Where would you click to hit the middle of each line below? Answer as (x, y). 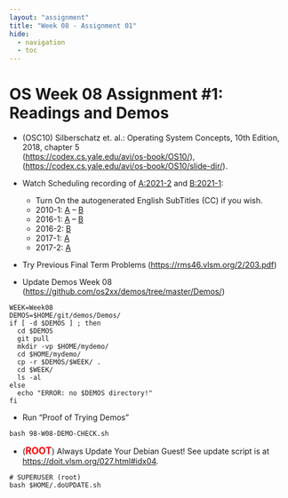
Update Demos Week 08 (67, 282)
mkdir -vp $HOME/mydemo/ (63, 347)
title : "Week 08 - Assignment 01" (73, 26)
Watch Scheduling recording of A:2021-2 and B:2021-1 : (123, 184)
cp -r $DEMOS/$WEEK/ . (59, 362)
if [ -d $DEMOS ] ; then (55, 324)
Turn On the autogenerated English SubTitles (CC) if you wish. (149, 201)
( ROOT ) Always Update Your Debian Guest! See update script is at (145, 451)
